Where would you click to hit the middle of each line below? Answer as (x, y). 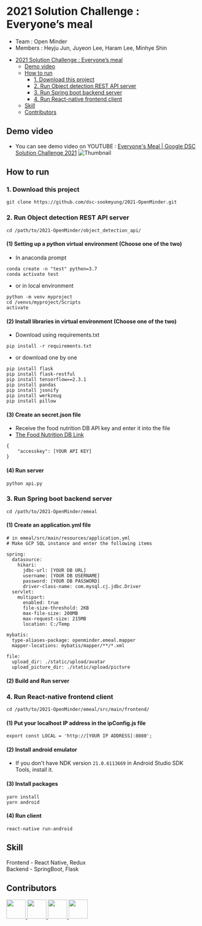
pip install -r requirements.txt (49, 346)
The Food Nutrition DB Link (49, 435)
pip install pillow (31, 401)
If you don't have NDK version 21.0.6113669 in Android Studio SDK (99, 763)
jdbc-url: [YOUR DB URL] (54, 571)
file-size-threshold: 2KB (56, 608)
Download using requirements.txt (57, 335)
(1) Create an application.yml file (49, 525)
